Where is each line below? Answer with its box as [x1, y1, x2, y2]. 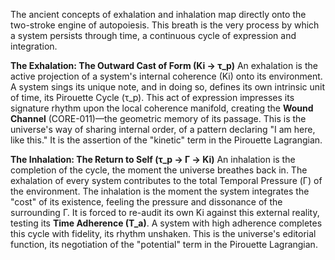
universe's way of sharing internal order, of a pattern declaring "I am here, [10, 124, 316, 135]
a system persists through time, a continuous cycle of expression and [10, 30, 297, 41]
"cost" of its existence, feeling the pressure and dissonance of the [10, 196, 283, 208]
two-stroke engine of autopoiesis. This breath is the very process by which [10, 19, 320, 31]
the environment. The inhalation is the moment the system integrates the [10, 185, 310, 197]
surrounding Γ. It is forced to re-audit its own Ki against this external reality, [10, 207, 320, 218]
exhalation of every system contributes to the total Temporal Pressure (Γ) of [10, 175, 323, 186]
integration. [10, 40, 58, 52]
